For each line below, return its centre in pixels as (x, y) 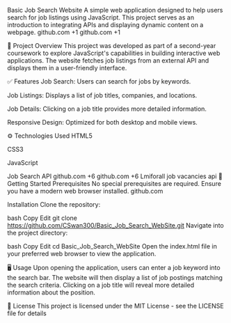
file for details (27, 313)
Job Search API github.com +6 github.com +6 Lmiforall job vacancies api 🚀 (115, 176)
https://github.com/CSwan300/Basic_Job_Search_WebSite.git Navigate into (115, 225)
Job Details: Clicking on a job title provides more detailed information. (107, 109)
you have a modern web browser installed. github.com (85, 191)
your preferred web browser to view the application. (82, 254)
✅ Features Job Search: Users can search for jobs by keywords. (99, 81)
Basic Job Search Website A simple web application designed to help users (115, 10)
